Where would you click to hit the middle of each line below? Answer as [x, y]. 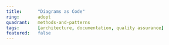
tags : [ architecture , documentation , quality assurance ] [85, 28]
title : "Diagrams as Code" [45, 11]
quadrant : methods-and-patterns [48, 22]
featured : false [28, 33]
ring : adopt [28, 17]
